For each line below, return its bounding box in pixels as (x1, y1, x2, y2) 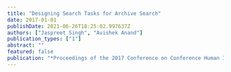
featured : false (7, 49, 54, 56)
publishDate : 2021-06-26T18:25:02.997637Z (7, 23, 131, 29)
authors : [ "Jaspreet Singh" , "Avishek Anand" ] (7, 29, 143, 36)
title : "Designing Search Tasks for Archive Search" (7, 10, 162, 17)
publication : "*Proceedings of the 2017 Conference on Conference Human (7, 55, 220, 62)
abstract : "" (7, 42, 45, 49)
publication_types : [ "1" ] (7, 36, 81, 43)
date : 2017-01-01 (7, 16, 57, 23)
